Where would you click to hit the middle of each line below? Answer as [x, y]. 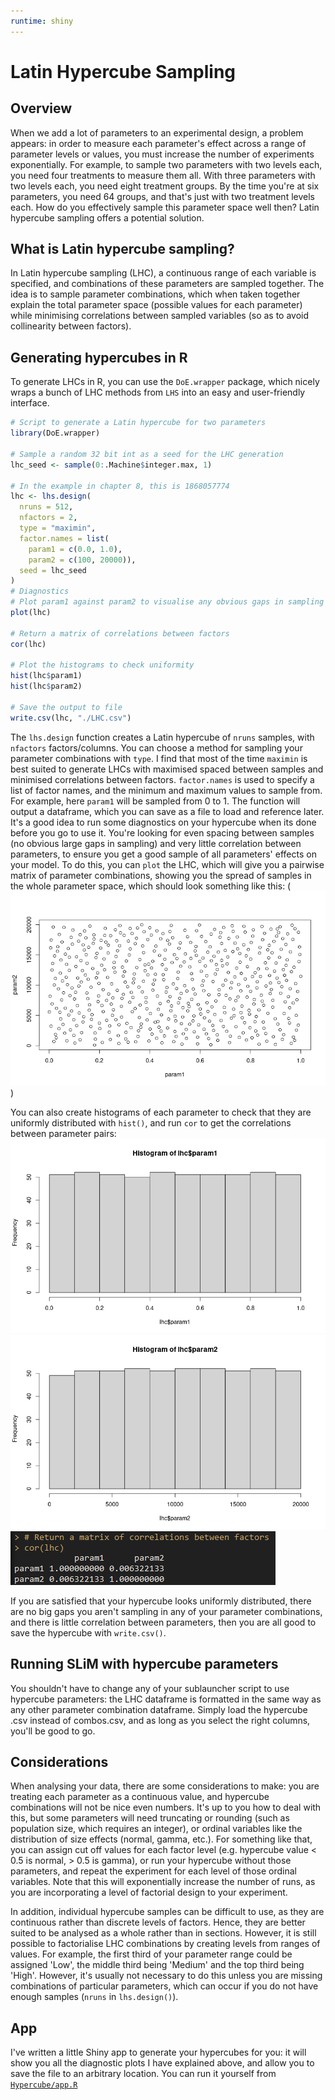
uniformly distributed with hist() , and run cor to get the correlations [151, 1122]
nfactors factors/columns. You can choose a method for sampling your [156, 747]
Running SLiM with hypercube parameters [144, 1664]
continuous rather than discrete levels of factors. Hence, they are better [158, 1922]
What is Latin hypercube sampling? [122, 249]
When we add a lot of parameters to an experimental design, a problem [157, 132]
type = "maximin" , [58, 528]
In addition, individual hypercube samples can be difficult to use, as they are [167, 1912]
